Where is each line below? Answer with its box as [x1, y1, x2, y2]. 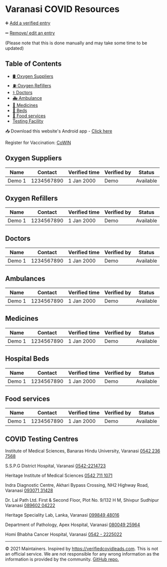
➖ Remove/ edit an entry [5, 30, 55, 36]
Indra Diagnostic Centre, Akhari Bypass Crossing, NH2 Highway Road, [5, 482, 149, 488]
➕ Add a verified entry [5, 20, 51, 26]
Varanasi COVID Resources [5, 3, 120, 15]
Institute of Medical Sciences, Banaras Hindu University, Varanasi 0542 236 [5, 448, 161, 454]
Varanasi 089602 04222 [5, 502, 56, 509]
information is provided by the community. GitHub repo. [5, 557, 119, 563]
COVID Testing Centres [5, 434, 79, 443]
